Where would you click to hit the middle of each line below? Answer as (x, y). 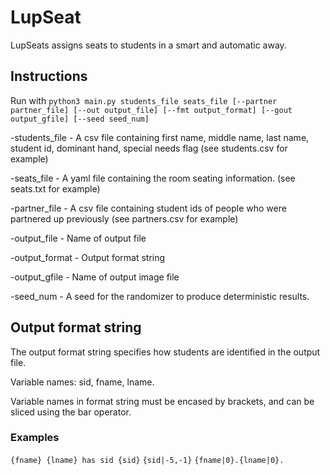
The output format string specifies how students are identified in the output (165, 352)
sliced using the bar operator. (71, 412)
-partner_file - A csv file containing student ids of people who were (148, 208)
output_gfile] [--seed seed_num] (80, 119)
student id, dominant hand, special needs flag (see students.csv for (149, 148)
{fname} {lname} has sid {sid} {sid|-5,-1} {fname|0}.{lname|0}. (147, 460)
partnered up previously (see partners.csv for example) (124, 218)
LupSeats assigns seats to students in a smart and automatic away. (148, 45)
